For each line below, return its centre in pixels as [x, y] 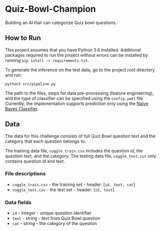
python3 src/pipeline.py [30, 84]
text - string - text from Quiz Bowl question [56, 218]
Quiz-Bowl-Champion [51, 9]
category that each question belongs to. [46, 141]
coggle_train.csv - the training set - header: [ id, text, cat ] [74, 184]
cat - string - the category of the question [54, 224]
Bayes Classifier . [22, 108]
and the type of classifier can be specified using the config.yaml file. [75, 98]
